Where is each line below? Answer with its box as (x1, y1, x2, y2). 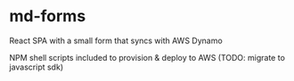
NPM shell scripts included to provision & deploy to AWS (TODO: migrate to (9, 52, 285, 63)
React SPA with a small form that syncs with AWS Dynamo (9, 35, 223, 46)
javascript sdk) (9, 62, 64, 72)
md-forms (9, 6, 86, 26)
